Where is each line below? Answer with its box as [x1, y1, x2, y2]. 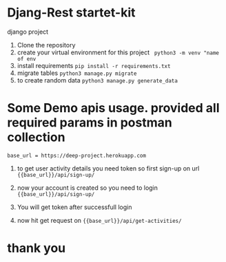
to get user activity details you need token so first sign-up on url [17, 164, 200, 173]
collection [7, 129, 65, 145]
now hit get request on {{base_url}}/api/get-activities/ [17, 216, 182, 224]
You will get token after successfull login [17, 203, 132, 211]
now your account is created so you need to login [17, 184, 158, 192]
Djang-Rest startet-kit [7, 5, 136, 21]
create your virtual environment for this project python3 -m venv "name [17, 48, 219, 56]
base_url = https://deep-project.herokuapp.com [7, 152, 147, 159]
